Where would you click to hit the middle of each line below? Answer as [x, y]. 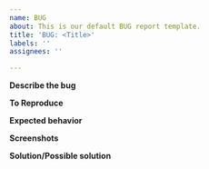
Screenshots [34, 138]
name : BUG [28, 18]
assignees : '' [36, 52]
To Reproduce [36, 103]
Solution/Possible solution [60, 156]
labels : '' [30, 43]
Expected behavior [46, 121]
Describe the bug [43, 85]
